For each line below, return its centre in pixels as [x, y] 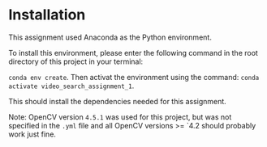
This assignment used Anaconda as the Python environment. [110, 37]
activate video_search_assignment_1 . [71, 86]
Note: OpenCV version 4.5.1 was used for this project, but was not [120, 117]
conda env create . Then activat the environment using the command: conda [134, 77]
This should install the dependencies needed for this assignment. [118, 101]
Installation [47, 15]
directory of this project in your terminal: [76, 61]
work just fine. [32, 134]
